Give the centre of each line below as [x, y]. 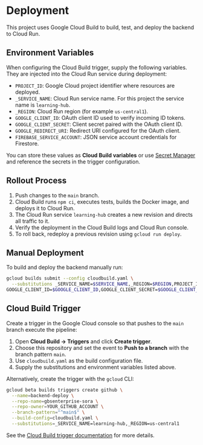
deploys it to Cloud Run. [45, 208]
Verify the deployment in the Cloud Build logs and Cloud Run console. [102, 227]
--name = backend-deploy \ [43, 395]
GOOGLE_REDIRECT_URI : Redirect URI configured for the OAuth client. [98, 130]
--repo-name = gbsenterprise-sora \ [55, 401]
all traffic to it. [32, 221]
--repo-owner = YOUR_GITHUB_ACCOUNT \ [58, 407]
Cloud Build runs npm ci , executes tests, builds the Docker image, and [102, 202]
